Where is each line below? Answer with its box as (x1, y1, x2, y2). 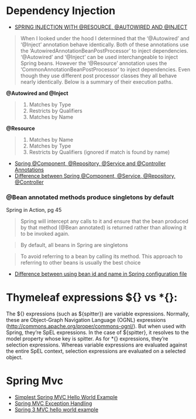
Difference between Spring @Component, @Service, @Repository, (14, 172, 176, 179)
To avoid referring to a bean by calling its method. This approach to (20, 253, 183, 260)
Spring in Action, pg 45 (6, 207, 62, 214)
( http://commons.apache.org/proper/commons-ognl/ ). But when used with (6, 323, 186, 330)
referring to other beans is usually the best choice (20, 259, 141, 266)
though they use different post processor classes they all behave (20, 72, 177, 79)
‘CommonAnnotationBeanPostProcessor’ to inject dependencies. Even (20, 66, 191, 73)
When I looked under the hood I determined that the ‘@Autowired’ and (20, 35, 190, 42)
